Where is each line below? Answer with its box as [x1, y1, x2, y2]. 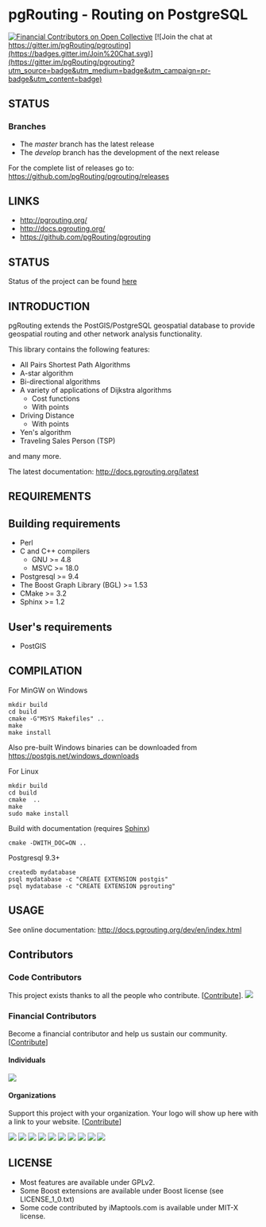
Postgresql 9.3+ [8, 852, 61, 862]
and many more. [8, 452, 62, 461]
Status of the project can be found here [8, 277, 137, 286]
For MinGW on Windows [8, 685, 88, 695]
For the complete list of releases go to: [8, 163, 135, 173]
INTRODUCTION [8, 300, 91, 313]
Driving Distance [19, 411, 75, 421]
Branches [8, 121, 46, 132]
